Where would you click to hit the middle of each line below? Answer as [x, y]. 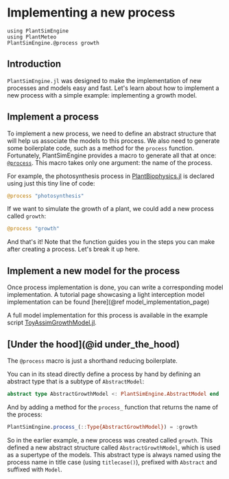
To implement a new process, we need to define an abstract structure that [112, 133]
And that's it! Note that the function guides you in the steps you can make [111, 242]
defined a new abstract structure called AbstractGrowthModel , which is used [114, 447]
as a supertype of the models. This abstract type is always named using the [114, 454]
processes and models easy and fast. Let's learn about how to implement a [113, 88]
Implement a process [53, 117]
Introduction [34, 64]
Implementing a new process [91, 13]
